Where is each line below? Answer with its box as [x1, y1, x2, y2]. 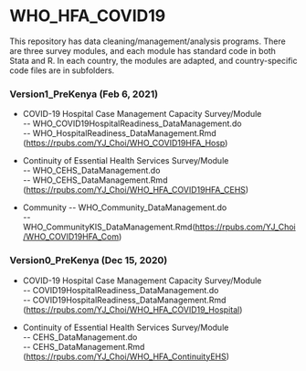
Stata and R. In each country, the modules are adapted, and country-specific [9, 55, 298, 66]
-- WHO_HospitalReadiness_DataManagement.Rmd [22, 128, 216, 139]
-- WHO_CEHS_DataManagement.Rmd [22, 175, 168, 185]
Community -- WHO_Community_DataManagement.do [22, 202, 227, 213]
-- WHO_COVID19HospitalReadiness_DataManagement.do [22, 118, 242, 129]
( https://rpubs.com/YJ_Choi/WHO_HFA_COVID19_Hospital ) [22, 303, 243, 315]
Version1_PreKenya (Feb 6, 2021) [9, 88, 158, 101]
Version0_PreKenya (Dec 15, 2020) [9, 254, 168, 267]
